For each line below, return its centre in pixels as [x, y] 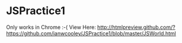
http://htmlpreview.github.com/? [136, 27]
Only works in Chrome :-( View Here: [51, 27]
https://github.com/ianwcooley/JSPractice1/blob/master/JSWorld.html [91, 33]
